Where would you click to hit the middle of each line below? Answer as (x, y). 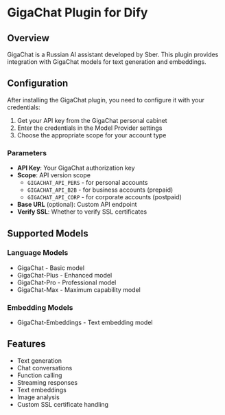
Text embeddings (42, 390)
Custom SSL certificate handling (62, 404)
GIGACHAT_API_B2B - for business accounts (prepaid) (100, 190)
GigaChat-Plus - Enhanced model (64, 275)
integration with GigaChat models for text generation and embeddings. (107, 62)
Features (26, 344)
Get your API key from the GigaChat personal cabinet (92, 120)
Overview (28, 38)
